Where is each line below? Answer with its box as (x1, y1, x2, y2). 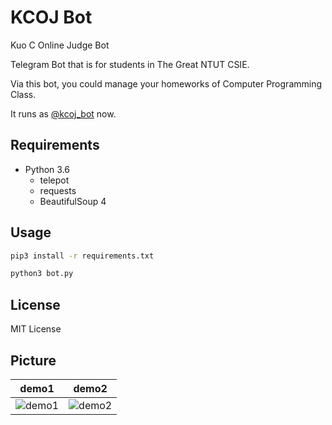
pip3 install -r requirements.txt (10, 251, 155, 261)
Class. (10, 88, 37, 100)
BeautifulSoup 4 (39, 195, 107, 207)
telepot (39, 174, 70, 186)
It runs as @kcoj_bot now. (10, 107, 117, 120)
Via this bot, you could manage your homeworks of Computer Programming (10, 77, 323, 90)
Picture (10, 352, 57, 369)
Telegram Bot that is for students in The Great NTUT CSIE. (10, 58, 250, 70)
